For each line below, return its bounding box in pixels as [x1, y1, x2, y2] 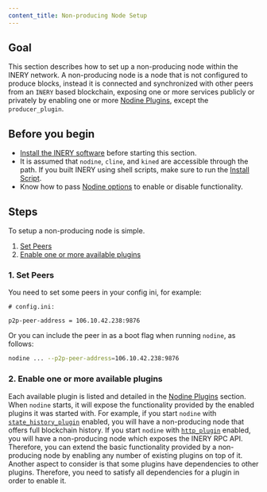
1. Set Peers [8, 269, 54, 280]
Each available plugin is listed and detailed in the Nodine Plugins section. [8, 391, 246, 401]
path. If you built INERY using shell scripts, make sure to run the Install [19, 165, 250, 175]
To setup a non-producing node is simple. [8, 226, 145, 236]
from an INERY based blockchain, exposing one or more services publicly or [8, 87, 255, 97]
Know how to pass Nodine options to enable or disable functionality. [19, 182, 244, 191]
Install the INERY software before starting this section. [19, 148, 197, 158]
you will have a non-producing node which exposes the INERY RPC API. [8, 433, 243, 443]
